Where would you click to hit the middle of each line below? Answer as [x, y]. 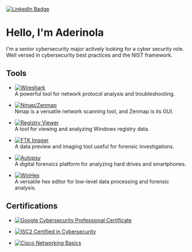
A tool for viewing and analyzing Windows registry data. [82, 129]
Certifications [32, 206]
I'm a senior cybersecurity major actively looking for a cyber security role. [95, 49]
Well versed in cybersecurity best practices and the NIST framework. [89, 55]
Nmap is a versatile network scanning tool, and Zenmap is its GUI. [94, 111]
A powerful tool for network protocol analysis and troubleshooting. [95, 94]
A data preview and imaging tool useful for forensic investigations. [94, 146]
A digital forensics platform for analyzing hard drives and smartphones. [100, 164]
